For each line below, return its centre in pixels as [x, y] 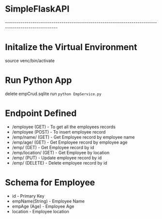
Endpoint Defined [41, 113]
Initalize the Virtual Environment [71, 47]
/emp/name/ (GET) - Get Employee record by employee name [73, 137]
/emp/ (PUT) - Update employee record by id [57, 158]
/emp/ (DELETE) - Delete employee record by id [59, 163]
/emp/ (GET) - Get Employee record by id [53, 147]
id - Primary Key [28, 196]
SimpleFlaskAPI [37, 9]
